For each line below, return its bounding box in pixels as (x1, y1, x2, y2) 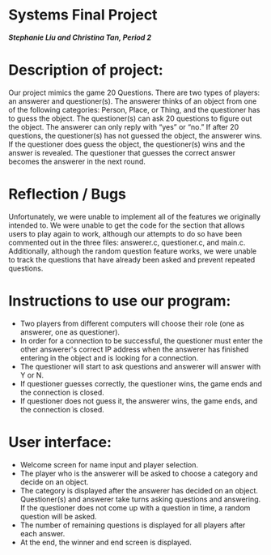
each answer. (19, 528, 66, 538)
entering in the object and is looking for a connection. (19, 352, 199, 362)
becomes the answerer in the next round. (8, 156, 146, 166)
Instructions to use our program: (8, 292, 231, 310)
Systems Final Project (8, 6, 158, 24)
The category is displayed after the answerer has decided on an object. (19, 485, 259, 495)
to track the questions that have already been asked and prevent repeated (8, 254, 256, 264)
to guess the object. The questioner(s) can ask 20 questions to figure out (8, 113, 252, 123)
